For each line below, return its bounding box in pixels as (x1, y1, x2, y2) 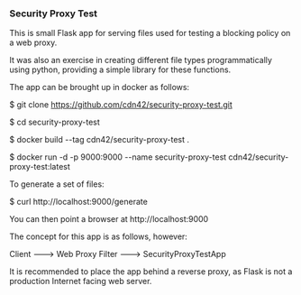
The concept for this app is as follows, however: (9, 231, 187, 242)
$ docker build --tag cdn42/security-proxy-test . (9, 134, 190, 145)
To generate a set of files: (9, 179, 105, 189)
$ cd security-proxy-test (9, 116, 101, 128)
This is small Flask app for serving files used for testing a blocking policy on (9, 28, 291, 39)
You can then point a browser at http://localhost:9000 (9, 214, 209, 225)
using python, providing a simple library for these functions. (9, 64, 232, 75)
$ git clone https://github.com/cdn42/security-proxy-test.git (9, 99, 233, 110)
